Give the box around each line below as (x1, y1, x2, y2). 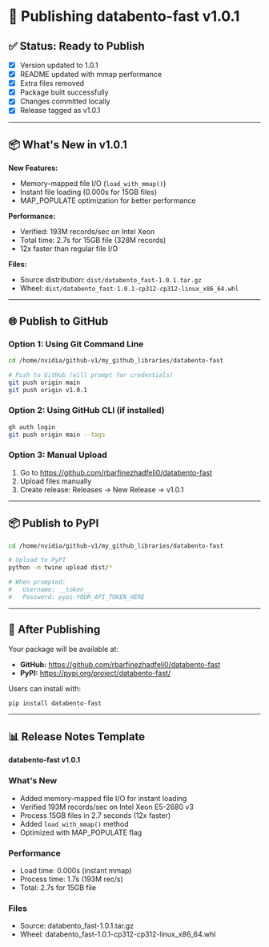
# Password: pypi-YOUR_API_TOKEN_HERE (8, 593, 146, 601)
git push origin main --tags (8, 431, 106, 439)
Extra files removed (19, 79, 85, 88)
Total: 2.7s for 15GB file (19, 882, 97, 892)
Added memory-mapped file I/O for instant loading (19, 793, 187, 803)
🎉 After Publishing (8, 623, 101, 637)
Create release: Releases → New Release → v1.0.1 (19, 484, 184, 494)
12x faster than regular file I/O (19, 244, 118, 253)
